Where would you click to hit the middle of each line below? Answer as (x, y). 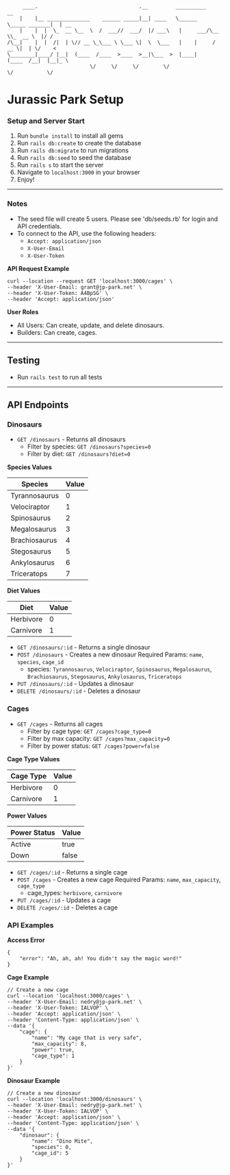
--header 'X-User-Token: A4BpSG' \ (58, 293)
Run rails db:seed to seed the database (74, 158)
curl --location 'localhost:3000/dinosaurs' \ (75, 1099)
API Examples (30, 925)
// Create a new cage (38, 990)
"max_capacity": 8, (60, 1044)
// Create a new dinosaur (44, 1093)
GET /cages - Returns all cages (60, 724)
